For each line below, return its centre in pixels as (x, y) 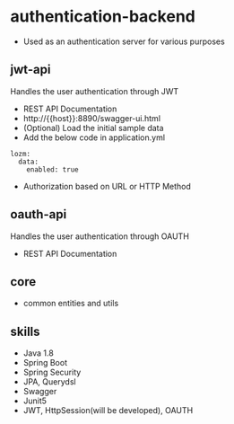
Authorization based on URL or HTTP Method (107, 186)
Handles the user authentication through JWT (95, 91)
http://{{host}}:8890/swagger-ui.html (91, 118)
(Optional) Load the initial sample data (93, 128)
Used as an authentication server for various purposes (124, 41)
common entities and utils (71, 304)
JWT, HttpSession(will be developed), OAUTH (108, 411)
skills (25, 331)
